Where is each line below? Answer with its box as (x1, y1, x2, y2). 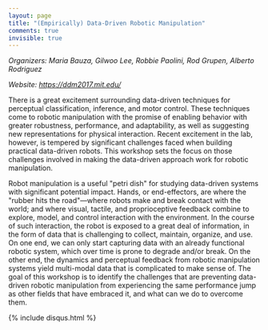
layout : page (8, 11, 52, 20)
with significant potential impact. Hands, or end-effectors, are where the (8, 187, 246, 197)
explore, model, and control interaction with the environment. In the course (8, 213, 254, 222)
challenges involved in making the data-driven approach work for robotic (8, 155, 249, 165)
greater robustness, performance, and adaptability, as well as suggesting (8, 121, 250, 130)
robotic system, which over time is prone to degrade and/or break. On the (8, 247, 251, 256)
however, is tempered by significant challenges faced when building (8, 137, 233, 148)
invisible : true (8, 34, 62, 42)
